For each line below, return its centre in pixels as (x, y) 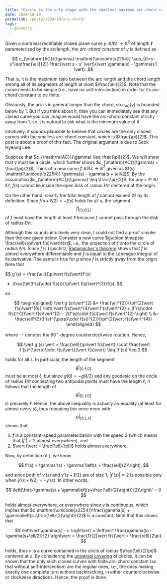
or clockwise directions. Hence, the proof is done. (56, 578)
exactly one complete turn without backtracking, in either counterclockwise (83, 572)
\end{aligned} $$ (83, 324)
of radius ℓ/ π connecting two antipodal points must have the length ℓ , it (78, 381)
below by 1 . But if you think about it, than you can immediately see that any (82, 111)
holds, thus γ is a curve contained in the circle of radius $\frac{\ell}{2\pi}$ (81, 551)
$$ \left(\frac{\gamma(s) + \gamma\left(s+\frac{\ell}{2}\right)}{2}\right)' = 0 (83, 490)
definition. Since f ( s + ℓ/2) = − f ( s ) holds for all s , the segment (68, 201)
